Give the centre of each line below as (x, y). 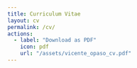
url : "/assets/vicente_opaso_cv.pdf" (76, 54)
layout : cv (23, 21)
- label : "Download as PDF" (55, 40)
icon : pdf (35, 47)
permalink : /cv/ (31, 27)
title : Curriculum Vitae (44, 14)
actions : (20, 34)
